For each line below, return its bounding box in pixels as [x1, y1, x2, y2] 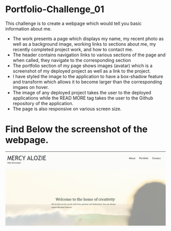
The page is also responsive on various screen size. [12, 106, 122, 112]
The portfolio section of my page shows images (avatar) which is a [12, 62, 153, 69]
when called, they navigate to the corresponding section [12, 57, 131, 63]
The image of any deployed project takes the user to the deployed [12, 89, 152, 95]
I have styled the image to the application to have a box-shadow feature [12, 73, 163, 79]
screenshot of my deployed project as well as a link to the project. [12, 68, 151, 74]
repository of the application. [12, 100, 74, 106]
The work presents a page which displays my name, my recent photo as [12, 36, 164, 42]
